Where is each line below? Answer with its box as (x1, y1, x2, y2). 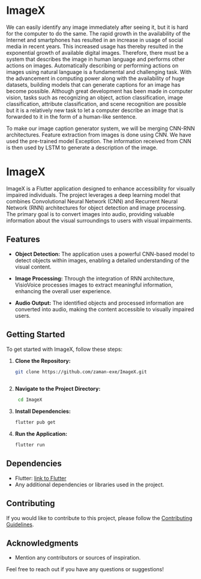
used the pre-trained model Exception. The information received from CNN (6, 137, 191, 144)
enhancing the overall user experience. (14, 287, 112, 295)
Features (6, 234, 40, 244)
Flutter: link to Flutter (14, 474, 67, 481)
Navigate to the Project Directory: (14, 385, 101, 392)
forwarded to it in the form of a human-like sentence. (6, 113, 137, 120)
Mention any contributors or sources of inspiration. (14, 554, 141, 562)
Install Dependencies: (14, 407, 71, 415)
